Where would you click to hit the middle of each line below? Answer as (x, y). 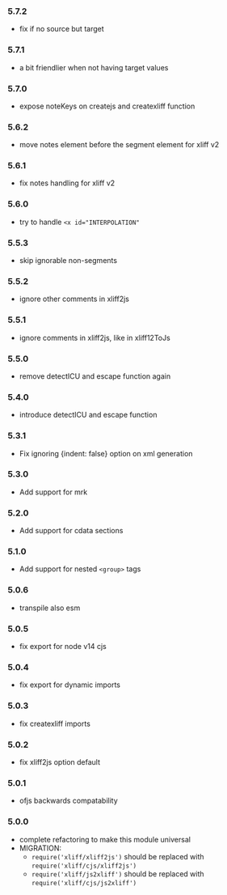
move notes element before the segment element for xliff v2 (119, 145)
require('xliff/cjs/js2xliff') (84, 883)
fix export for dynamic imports (69, 685)
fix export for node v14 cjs (63, 647)
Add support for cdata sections (71, 531)
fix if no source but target (61, 29)
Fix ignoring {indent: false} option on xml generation (106, 453)
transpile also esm (50, 608)
